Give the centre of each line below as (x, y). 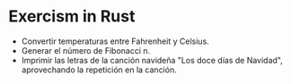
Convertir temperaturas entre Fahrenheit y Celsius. (115, 41)
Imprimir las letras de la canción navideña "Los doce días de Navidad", (152, 60)
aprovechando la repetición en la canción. (99, 70)
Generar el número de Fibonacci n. (86, 50)
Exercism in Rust (72, 17)
